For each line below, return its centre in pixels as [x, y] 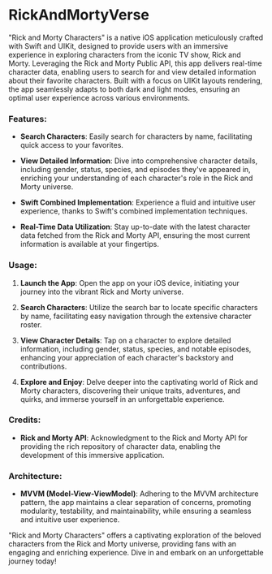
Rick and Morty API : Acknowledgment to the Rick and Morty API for [134, 438]
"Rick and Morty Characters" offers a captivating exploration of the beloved [135, 535]
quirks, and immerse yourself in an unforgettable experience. [122, 399]
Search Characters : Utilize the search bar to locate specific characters [139, 307]
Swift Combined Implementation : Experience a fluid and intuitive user [138, 203]
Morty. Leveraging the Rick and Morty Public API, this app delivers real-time [135, 63]
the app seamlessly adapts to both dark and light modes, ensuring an [124, 89]
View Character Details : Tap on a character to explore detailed [125, 340]
